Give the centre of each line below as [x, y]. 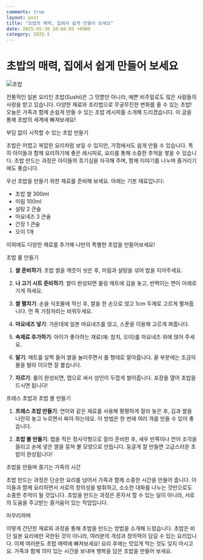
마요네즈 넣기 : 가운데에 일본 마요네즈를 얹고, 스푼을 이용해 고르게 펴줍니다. [102, 324]
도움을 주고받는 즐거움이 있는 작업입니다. [60, 502]
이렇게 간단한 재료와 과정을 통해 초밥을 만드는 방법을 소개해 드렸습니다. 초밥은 [98, 529]
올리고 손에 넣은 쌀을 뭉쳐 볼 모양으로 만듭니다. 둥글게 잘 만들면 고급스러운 [102, 447]
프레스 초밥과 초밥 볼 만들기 [39, 398]
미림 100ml [28, 202]
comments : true [25, 12]
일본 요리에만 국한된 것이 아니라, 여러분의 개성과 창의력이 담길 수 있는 [94, 536]
